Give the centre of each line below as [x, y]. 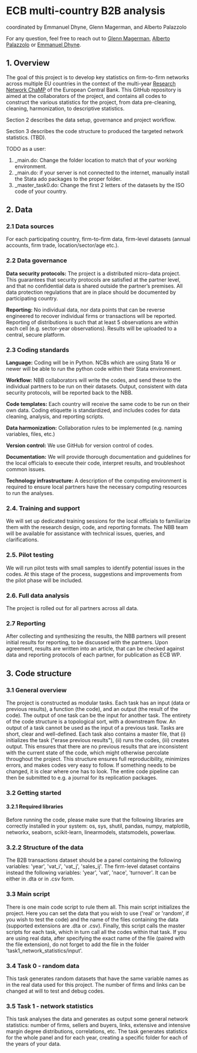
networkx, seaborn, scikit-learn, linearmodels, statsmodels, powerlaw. [91, 832]
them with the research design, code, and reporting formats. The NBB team [97, 527]
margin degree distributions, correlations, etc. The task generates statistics [97, 1031]
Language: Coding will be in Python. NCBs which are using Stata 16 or [91, 363]
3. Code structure [39, 673]
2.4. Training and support [43, 508]
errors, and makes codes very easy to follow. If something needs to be [91, 765]
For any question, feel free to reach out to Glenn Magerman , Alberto [88, 38]
